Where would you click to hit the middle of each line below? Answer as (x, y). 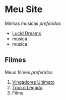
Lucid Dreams (26, 33)
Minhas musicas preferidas (33, 23)
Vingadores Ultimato (33, 82)
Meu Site (24, 9)
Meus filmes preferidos (29, 72)
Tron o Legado (27, 87)
